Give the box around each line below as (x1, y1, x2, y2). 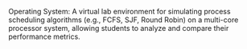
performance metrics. (8, 32, 80, 41)
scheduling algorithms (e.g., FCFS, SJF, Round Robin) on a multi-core (8, 15, 239, 24)
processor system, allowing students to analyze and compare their (8, 24, 229, 32)
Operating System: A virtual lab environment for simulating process (8, 7, 231, 16)
